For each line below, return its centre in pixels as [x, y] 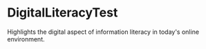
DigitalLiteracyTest [63, 13]
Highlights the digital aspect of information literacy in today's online [103, 32]
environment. [26, 39]
